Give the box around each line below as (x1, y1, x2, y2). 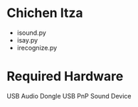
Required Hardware (6, 69, 124, 84)
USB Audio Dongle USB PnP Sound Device (6, 91, 132, 100)
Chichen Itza (6, 5, 83, 21)
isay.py (16, 35, 38, 44)
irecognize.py (16, 43, 58, 52)
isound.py (16, 28, 47, 37)
